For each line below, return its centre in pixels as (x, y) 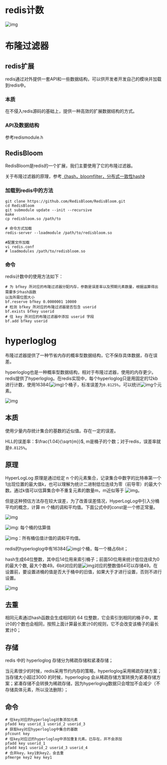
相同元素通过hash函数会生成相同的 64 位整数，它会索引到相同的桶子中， (80, 618)
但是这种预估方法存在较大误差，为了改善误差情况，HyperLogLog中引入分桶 (83, 501)
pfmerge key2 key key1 (29, 757)
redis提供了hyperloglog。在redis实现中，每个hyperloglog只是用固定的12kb (82, 378)
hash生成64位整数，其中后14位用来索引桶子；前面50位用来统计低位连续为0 (83, 559)
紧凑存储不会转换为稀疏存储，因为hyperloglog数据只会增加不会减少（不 (87, 684)
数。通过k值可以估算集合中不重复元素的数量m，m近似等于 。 (74, 490)
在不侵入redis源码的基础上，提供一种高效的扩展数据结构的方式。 (71, 111)
